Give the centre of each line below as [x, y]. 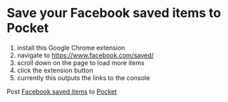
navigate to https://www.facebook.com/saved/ [85, 55]
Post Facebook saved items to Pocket [62, 91]
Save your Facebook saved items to [114, 13]
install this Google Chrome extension [71, 47]
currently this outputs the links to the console [83, 78]
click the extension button [55, 70]
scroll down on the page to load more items [81, 62]
